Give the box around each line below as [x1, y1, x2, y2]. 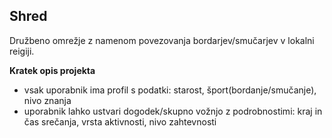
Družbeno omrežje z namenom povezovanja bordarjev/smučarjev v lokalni [9, 34, 315, 46]
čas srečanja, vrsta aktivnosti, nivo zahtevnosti [23, 115, 217, 128]
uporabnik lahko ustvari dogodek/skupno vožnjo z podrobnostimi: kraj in [23, 105, 323, 117]
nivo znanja [23, 94, 72, 106]
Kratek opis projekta [9, 64, 96, 76]
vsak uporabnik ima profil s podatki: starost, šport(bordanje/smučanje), [23, 84, 317, 96]
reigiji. [9, 45, 35, 57]
